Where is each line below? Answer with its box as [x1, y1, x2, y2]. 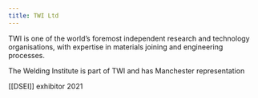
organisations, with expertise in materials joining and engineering [8, 41, 224, 52]
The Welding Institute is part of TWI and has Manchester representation [8, 65, 245, 76]
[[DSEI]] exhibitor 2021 [8, 81, 83, 91]
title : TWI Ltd [8, 11, 59, 20]
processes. [8, 50, 46, 60]
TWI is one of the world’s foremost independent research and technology [8, 33, 250, 43]
